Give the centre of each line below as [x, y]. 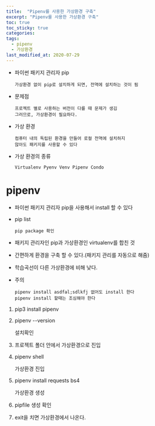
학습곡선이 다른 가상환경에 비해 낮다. [56, 267]
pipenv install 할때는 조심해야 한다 [55, 298]
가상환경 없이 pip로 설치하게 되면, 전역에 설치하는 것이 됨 [76, 85]
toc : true [18, 22]
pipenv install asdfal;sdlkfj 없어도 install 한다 [74, 292]
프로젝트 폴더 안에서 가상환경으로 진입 [58, 345]
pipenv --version [35, 320]
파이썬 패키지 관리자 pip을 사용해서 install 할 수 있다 [74, 207]
